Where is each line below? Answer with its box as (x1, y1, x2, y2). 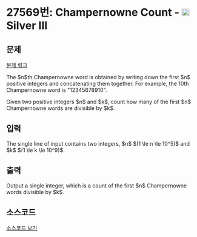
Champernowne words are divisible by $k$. (6, 105, 115, 112)
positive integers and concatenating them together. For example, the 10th (6, 80, 189, 87)
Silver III (6, 19, 48, 33)
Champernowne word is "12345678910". (6, 86, 107, 94)
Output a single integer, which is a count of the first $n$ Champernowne (6, 182, 187, 189)
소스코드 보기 (6, 224, 38, 232)
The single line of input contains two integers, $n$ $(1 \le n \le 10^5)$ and (6, 140, 190, 147)
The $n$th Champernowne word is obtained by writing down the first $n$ (6, 74, 191, 80)
